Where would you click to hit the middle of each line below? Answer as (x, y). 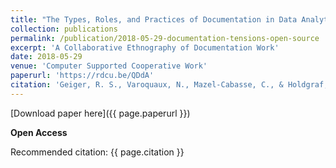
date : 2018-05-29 (46, 57)
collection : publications (64, 29)
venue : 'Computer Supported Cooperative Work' (109, 66)
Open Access (39, 132)
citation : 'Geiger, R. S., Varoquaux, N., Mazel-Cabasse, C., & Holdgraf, (169, 85)
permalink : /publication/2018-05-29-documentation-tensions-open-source (165, 38)
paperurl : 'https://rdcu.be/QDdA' (82, 76)
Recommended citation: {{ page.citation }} (97, 152)
